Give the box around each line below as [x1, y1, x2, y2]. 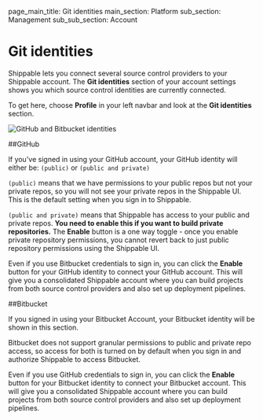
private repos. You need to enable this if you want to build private [8, 218, 224, 227]
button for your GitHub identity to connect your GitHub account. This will [8, 267, 243, 276]
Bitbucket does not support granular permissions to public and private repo [8, 337, 251, 347]
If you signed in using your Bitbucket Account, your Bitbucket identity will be [8, 314, 255, 323]
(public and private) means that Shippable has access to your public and [8, 210, 250, 219]
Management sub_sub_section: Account [8, 15, 138, 24]
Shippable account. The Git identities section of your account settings [8, 76, 236, 86]
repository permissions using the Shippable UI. [8, 243, 159, 252]
